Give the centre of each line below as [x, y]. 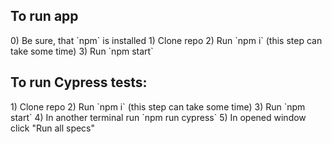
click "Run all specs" [53, 128]
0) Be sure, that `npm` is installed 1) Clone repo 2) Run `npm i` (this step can [166, 40]
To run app [44, 16]
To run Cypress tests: [79, 82]
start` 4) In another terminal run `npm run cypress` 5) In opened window [158, 117]
